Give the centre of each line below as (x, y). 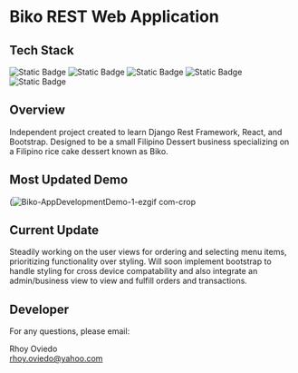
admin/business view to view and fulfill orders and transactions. (128, 281)
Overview (38, 110)
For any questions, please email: (70, 331)
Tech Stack (42, 50)
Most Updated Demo (69, 180)
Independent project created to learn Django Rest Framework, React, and (146, 132)
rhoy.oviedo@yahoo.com (56, 358)
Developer (39, 309)
